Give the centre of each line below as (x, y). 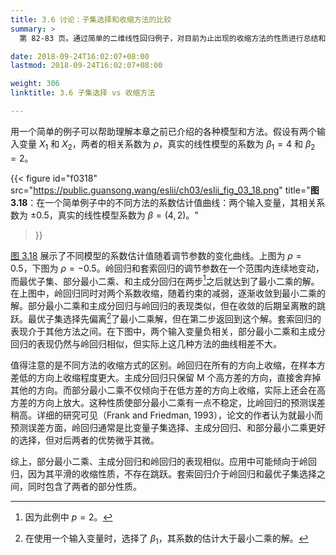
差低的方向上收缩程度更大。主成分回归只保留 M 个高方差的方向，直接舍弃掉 (166, 377)
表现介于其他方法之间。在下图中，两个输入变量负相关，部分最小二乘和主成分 (168, 331)
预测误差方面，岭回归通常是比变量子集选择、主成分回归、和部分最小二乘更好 (168, 427)
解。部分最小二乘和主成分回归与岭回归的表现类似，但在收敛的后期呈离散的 (163, 306)
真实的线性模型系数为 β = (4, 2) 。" (128, 215)
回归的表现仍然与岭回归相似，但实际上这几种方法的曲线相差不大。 (146, 343)
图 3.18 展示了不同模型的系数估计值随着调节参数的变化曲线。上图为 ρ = (156, 255)
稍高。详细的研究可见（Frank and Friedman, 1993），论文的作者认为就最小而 (166, 415)
